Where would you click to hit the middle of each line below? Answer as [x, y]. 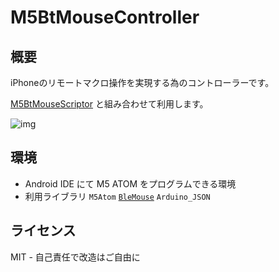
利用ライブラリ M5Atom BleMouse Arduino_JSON [117, 196]
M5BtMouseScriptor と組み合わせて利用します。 [109, 104]
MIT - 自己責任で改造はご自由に [75, 257]
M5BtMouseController [105, 17]
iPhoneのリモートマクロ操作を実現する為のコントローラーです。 [142, 82]
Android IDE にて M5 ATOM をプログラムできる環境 [130, 183]
